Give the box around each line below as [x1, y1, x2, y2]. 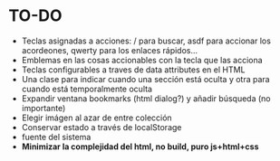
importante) [21, 102, 66, 113]
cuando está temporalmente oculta [21, 83, 153, 94]
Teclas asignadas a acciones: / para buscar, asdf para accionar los [21, 35, 271, 46]
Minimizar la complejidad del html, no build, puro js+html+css [21, 141, 259, 152]
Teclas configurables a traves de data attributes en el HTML [21, 64, 246, 75]
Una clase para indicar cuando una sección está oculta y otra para [21, 73, 270, 84]
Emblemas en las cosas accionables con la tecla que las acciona [21, 54, 264, 65]
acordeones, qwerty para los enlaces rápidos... [21, 44, 198, 55]
